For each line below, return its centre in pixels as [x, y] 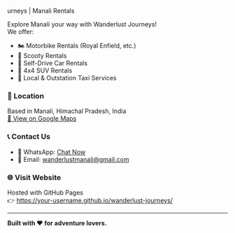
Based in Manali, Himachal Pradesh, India [67, 111]
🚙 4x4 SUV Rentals [45, 70]
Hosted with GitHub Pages [45, 193]
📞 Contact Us [29, 137]
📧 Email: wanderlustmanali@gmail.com [73, 159]
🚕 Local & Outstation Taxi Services [67, 78]
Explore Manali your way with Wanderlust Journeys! [82, 24]
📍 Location [26, 96]
